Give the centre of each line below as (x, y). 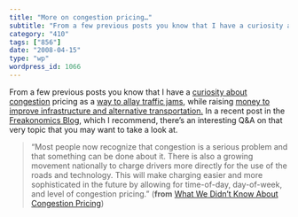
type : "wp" (29, 58)
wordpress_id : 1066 (45, 67)
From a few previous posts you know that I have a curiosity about (128, 92)
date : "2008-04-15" (45, 50)
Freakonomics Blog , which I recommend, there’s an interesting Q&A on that (146, 120)
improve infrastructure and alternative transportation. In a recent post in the (147, 111)
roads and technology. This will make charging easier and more (147, 174)
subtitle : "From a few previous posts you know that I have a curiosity (146, 26)
